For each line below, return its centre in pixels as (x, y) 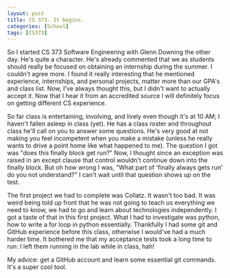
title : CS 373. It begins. (46, 20)
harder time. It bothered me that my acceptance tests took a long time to (110, 239)
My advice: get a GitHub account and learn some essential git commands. (112, 260)
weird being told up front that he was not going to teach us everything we (111, 202)
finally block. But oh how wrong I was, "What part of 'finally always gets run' (115, 167)
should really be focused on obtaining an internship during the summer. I (110, 67)
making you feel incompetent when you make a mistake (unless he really (110, 139)
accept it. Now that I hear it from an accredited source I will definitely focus (113, 96)
